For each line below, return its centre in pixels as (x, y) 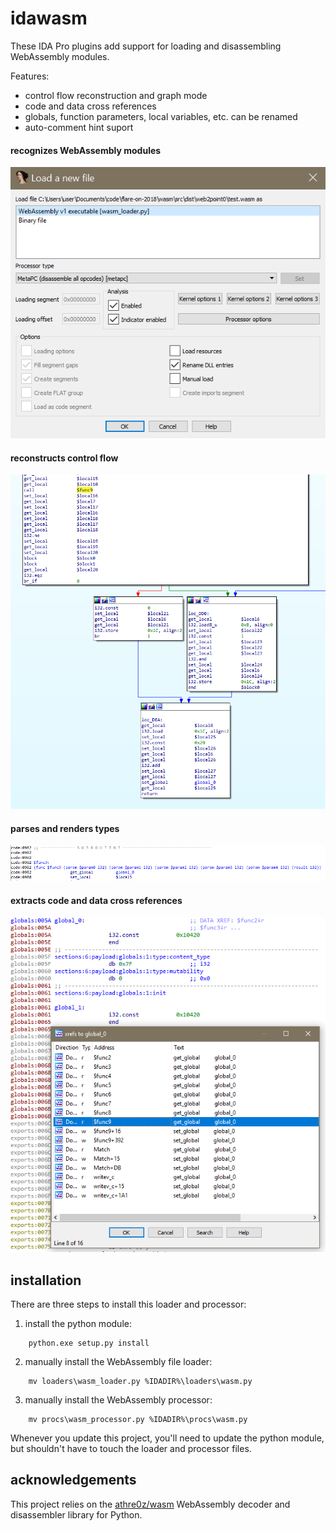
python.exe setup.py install (89, 1343)
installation (46, 1280)
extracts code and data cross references (96, 900)
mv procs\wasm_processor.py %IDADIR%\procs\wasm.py (138, 1419)
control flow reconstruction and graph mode (116, 95)
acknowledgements (73, 1480)
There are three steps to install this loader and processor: (128, 1304)
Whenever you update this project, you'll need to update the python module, (167, 1438)
